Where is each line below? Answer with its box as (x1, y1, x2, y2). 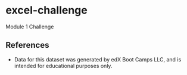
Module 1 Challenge (5, 23, 54, 30)
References (5, 40, 49, 50)
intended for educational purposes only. (14, 62, 113, 69)
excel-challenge (5, 4, 88, 17)
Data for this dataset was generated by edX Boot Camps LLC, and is (14, 56, 182, 63)
